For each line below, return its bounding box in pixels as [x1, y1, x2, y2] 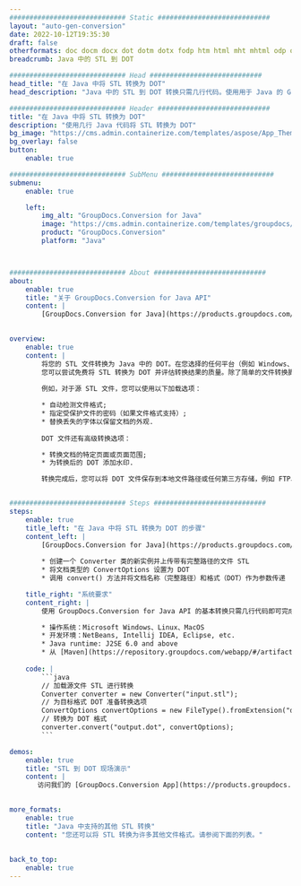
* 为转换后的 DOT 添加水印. [41, 458, 134, 467]
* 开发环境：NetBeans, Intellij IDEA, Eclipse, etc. [41, 631, 236, 640]
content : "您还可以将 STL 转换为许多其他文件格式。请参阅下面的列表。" [25, 830, 263, 839]
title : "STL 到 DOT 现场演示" [25, 764, 132, 773]
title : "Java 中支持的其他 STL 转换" [25, 821, 155, 830]
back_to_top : [9, 856, 58, 864]
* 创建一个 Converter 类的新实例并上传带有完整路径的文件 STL [41, 557, 250, 566]
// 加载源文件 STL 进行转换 [41, 681, 134, 691]
